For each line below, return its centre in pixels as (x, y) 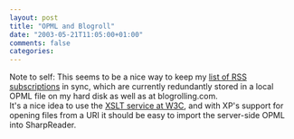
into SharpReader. (43, 125)
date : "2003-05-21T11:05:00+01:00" (76, 34)
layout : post (34, 18)
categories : (32, 51)
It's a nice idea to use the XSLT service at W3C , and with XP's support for (147, 106)
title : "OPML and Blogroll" (62, 26)
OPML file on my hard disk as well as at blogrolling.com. (114, 97)
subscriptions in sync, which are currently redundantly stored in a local (142, 87)
